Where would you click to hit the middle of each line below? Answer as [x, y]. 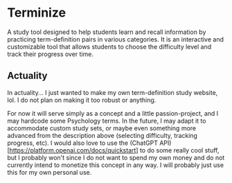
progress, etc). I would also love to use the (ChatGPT [82, 143]
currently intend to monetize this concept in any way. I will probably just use [115, 165]
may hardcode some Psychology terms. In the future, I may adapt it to [107, 121]
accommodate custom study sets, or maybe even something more [102, 128]
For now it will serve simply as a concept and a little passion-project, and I [113, 113]
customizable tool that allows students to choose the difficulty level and [109, 46]
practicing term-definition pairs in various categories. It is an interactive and [115, 39]
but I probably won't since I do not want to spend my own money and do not [116, 157]
